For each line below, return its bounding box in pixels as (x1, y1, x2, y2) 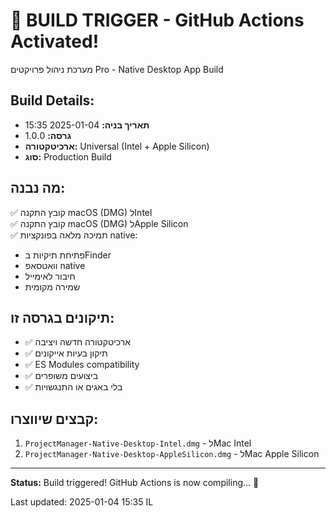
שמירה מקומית (24, 280, 81, 293)
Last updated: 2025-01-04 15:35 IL (10, 496, 154, 508)
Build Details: (10, 92, 95, 109)
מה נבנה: (10, 180, 66, 197)
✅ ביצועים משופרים (24, 370, 99, 382)
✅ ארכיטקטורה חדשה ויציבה (24, 336, 131, 348)
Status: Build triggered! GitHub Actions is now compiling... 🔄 (10, 477, 260, 489)
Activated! (10, 30, 100, 53)
